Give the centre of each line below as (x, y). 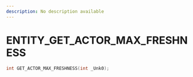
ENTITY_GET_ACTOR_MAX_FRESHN (97, 40)
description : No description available (55, 11)
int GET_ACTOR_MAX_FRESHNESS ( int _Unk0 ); (58, 68)
